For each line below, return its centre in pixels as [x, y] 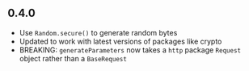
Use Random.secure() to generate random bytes [98, 32]
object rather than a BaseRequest [73, 58]
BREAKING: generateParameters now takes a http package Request [130, 50]
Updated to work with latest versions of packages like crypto [120, 41]
